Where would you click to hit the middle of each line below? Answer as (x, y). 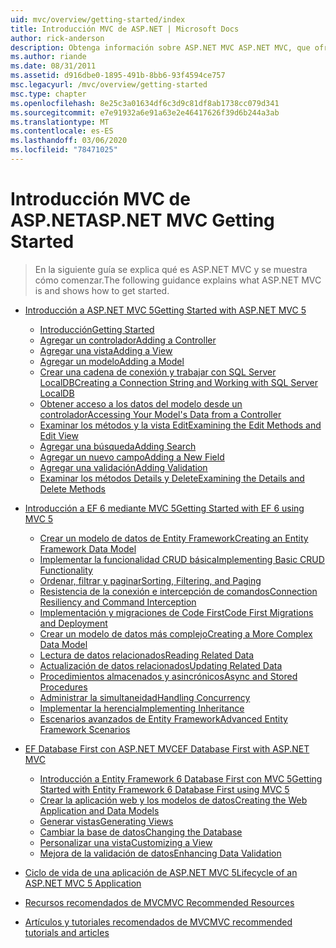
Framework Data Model (88, 548)
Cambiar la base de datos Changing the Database (141, 832)
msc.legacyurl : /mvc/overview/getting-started (109, 85)
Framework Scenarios (85, 729)
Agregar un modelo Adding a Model (112, 361)
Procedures (63, 687)
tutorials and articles (67, 932)
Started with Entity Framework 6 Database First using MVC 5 (164, 789)
